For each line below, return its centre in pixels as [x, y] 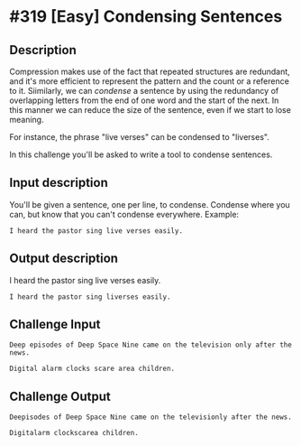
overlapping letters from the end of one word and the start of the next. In [144, 100]
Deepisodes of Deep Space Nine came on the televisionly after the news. [151, 417]
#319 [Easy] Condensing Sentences [146, 17]
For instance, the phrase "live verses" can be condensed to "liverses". [140, 137]
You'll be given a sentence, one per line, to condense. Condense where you [150, 204]
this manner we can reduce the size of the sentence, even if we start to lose [150, 110]
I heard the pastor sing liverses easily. [90, 297]
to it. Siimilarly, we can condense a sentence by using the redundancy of [144, 91]
